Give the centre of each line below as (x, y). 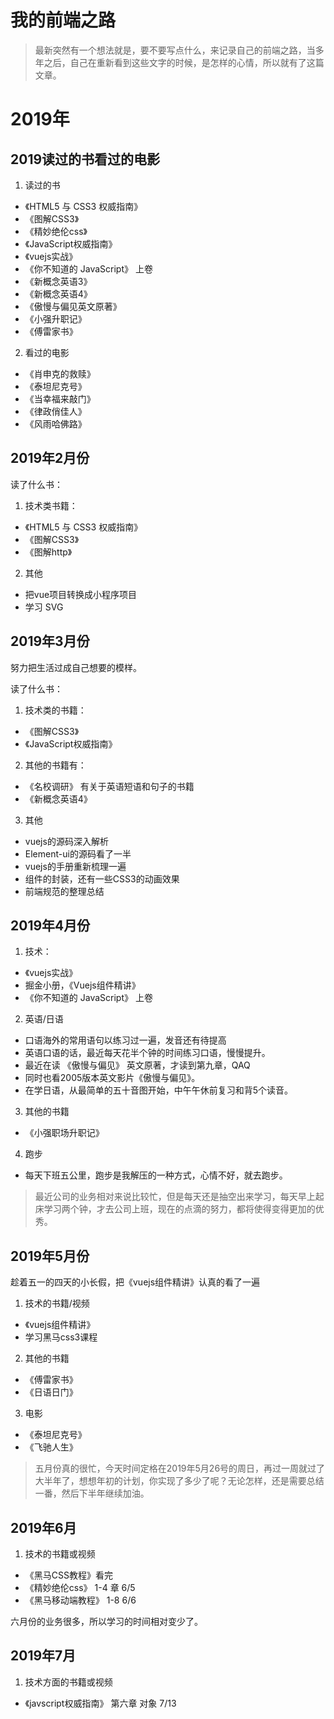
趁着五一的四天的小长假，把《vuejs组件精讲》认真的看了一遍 (135, 1282)
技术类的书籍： (55, 710)
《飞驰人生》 (51, 1447)
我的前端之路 (63, 20)
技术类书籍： (51, 505)
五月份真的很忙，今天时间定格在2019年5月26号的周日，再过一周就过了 (180, 1468)
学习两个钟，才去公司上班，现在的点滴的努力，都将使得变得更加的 (179, 1209)
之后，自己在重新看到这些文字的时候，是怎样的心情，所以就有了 (175, 62)
